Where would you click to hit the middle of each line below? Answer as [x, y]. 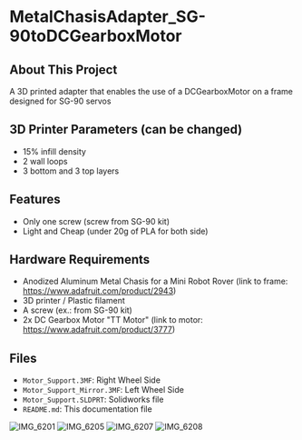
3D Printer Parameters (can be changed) [126, 130]
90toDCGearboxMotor [96, 36]
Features [35, 200]
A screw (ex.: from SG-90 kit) [78, 310]
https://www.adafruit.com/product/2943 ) [99, 291]
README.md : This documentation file [87, 409]
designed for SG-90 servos [60, 101]
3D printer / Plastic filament [73, 301]
